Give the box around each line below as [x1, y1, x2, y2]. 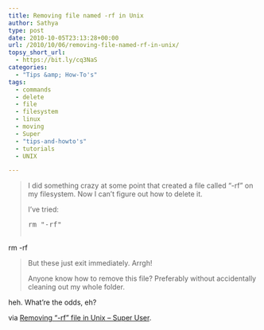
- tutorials [15, 145, 56, 153]
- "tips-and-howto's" [15, 137, 87, 146]
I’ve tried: [27, 204, 60, 215]
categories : [8, 64, 48, 72]
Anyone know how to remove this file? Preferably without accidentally [27, 274, 257, 283]
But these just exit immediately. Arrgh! [27, 258, 153, 268]
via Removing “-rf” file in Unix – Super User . [8, 313, 152, 323]
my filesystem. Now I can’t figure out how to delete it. [27, 189, 203, 199]
